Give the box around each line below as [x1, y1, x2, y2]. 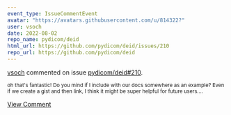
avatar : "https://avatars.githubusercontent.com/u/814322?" [7, 17, 186, 24]
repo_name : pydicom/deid [7, 36, 79, 43]
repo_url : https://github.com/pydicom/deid [7, 49, 136, 56]
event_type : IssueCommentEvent [7, 10, 98, 17]
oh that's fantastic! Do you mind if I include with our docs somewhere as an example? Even [7, 82, 225, 89]
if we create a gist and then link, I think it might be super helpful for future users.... [7, 88, 204, 95]
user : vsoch [7, 23, 42, 30]
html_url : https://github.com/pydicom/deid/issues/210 [7, 43, 170, 49]
